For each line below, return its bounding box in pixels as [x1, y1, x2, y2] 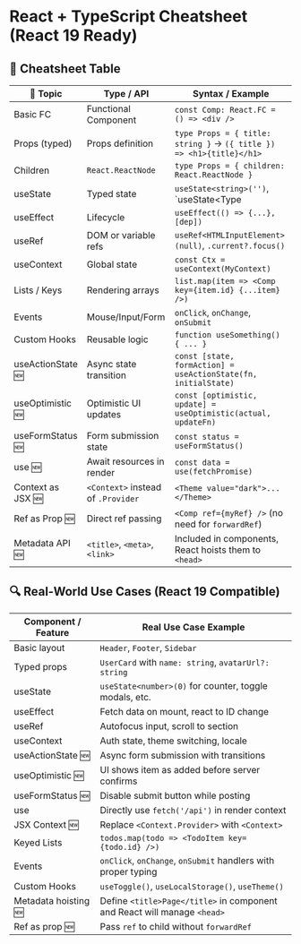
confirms [99, 775, 138, 787]
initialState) [174, 378, 235, 388]
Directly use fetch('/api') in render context [99, 803, 287, 816]
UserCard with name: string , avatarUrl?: [99, 656, 271, 668]
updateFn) [174, 417, 217, 427]
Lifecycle [86, 211, 125, 223]
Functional [86, 103, 132, 115]
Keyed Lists [13, 836, 63, 848]
